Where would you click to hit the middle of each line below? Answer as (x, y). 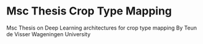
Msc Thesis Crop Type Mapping (89, 11)
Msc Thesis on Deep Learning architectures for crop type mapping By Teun (102, 28)
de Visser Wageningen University (48, 34)
